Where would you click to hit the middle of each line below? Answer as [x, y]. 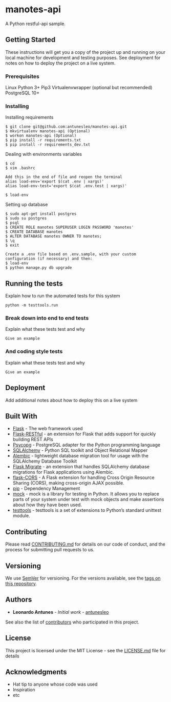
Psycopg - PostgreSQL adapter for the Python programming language [86, 445]
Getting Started [30, 40]
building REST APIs [33, 439]
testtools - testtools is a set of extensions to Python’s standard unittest [87, 510]
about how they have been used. [47, 505]
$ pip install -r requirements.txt [43, 140]
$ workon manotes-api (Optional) [41, 136]
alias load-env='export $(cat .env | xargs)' [55, 182]
